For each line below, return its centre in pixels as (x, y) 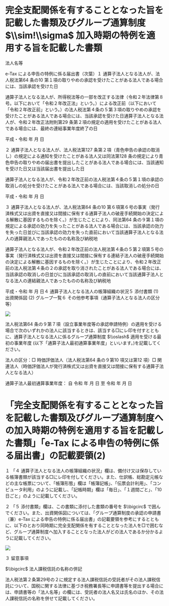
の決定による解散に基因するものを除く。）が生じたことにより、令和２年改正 (83, 262)
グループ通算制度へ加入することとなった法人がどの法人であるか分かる (86, 532)
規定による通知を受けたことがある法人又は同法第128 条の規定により (89, 156)
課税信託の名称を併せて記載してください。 (54, 598)
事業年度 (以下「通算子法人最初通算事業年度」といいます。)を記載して (85, 343)
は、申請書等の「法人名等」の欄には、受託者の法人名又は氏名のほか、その (82, 592)
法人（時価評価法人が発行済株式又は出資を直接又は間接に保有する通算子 (84, 366)
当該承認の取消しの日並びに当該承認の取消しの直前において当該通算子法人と (84, 274)
